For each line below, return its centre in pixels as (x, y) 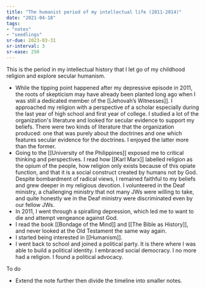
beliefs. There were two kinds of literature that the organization (95, 127)
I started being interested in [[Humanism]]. (69, 237)
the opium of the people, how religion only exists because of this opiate (105, 165)
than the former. (35, 146)
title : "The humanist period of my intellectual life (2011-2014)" (94, 12)
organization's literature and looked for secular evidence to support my (105, 120)
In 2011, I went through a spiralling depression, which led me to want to (104, 211)
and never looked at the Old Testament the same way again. (91, 231)
